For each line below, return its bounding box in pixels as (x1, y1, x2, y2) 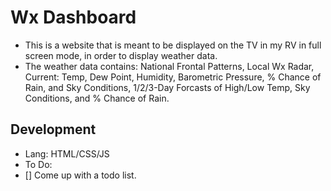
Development (10, 121, 97, 138)
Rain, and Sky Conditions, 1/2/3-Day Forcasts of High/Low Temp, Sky (24, 81, 311, 93)
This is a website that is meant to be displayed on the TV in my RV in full (24, 39, 322, 51)
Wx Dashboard (10, 6, 137, 29)
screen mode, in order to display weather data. (24, 49, 218, 61)
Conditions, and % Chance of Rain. (24, 92, 170, 104)
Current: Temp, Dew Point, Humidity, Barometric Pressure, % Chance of (24, 71, 322, 83)
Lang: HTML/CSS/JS (24, 147, 110, 160)
